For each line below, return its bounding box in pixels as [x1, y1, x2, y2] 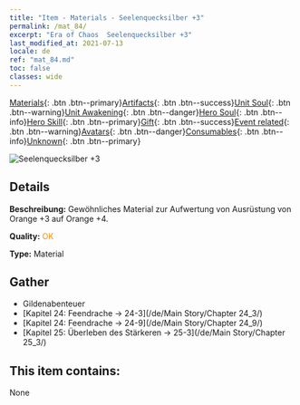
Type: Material [9, 248, 64, 259]
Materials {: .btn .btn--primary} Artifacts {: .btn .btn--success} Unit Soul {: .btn [9, 97, 292, 108]
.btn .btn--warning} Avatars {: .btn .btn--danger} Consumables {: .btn [9, 126, 260, 137]
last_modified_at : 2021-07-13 [9, 38, 124, 48]
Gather [9, 274, 50, 290]
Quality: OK [9, 230, 54, 241]
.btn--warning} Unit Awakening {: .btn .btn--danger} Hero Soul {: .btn [9, 106, 259, 118]
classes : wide [9, 72, 63, 82]
